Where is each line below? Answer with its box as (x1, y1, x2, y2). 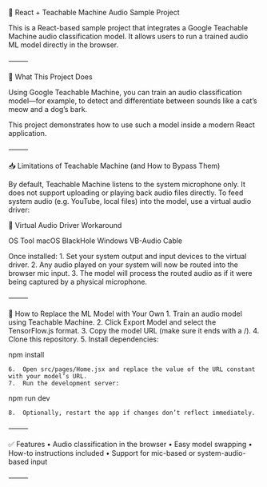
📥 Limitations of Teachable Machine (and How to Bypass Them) (8, 161, 221, 170)
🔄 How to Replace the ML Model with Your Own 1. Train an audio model (8, 309, 242, 318)
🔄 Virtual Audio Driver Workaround (8, 221, 122, 230)
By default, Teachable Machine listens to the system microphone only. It (8, 180, 245, 189)
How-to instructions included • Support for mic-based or (8, 449, 196, 457)
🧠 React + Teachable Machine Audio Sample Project (8, 8, 180, 17)
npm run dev (8, 393, 50, 403)
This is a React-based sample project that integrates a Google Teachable (8, 23, 249, 32)
